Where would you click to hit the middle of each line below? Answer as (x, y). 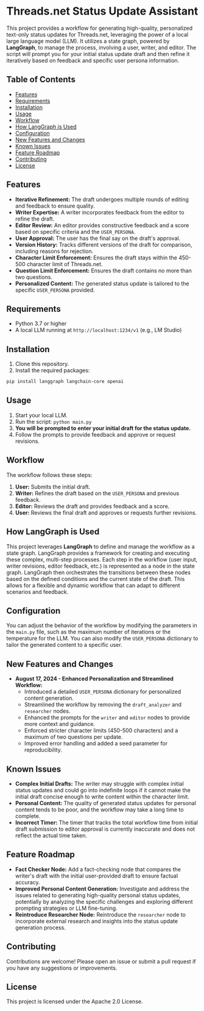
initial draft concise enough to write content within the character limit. (102, 797)
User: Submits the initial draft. (52, 487)
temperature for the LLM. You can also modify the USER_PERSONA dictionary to (102, 638)
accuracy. (28, 882)
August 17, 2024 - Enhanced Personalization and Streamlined (94, 679)
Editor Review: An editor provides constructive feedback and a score (102, 225)
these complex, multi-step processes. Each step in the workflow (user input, (102, 559)
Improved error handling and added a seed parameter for (96, 744)
